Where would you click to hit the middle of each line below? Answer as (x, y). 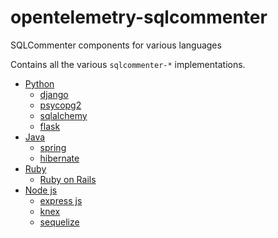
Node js (41, 190)
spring (53, 147)
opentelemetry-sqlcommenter (139, 17)
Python (39, 83)
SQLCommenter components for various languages (116, 45)
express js (61, 200)
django (54, 94)
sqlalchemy (63, 115)
